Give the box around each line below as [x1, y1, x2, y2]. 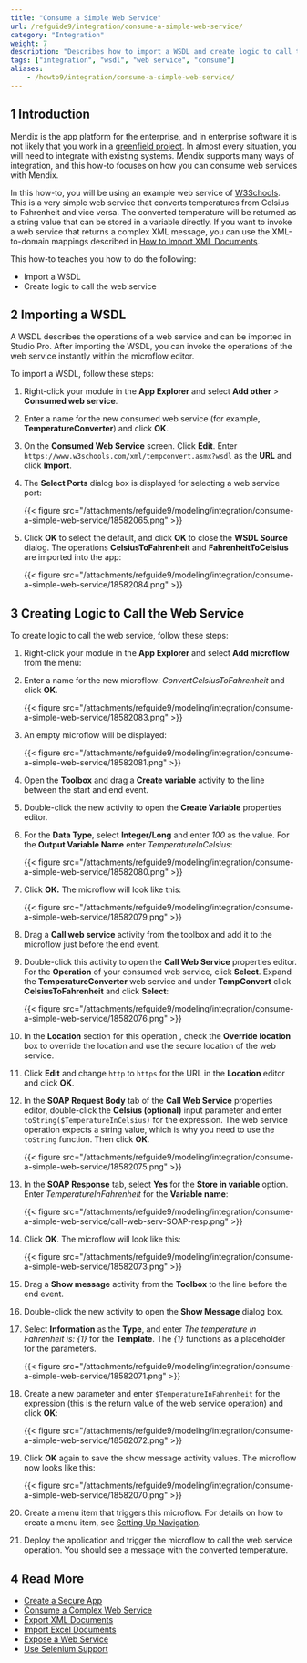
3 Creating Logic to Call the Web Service [10, 606, 245, 621]
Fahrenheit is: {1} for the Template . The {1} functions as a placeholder [23, 1334, 286, 1345]
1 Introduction [10, 107, 90, 122]
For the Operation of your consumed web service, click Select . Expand [23, 966, 292, 977]
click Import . [23, 460, 72, 471]
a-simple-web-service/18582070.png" [23, 1490, 169, 1501]
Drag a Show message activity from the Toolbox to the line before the [23, 1279, 288, 1290]
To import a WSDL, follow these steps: [10, 369, 154, 379]
